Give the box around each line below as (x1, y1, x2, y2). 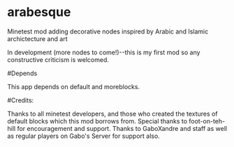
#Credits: (7, 95, 34, 105)
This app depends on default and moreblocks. (7, 82, 140, 91)
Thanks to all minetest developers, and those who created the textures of (7, 109, 218, 118)
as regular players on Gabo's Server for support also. (7, 132, 161, 140)
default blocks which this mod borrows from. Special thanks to (7, 116, 187, 125)
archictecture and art (7, 34, 68, 42)
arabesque (7, 4, 71, 20)
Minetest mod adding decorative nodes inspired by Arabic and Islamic (7, 27, 209, 36)
